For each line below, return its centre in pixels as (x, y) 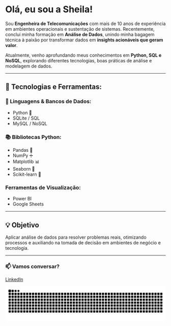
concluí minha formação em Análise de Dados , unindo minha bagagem (80, 34)
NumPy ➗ (23, 155)
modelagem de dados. (29, 66)
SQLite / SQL (26, 118)
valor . (11, 45)
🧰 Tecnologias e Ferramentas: (53, 87)
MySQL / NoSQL (30, 123)
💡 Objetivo (22, 225)
